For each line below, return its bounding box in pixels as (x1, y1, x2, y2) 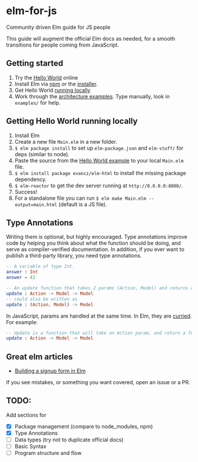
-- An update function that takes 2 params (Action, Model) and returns (6, 285, 189, 291)
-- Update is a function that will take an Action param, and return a (6, 330, 186, 336)
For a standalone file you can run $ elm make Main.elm (14, 194, 146, 202)
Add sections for (6, 411, 47, 418)
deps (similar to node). (14, 150, 70, 157)
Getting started (6, 58, 64, 68)
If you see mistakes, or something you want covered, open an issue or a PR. (6, 379, 190, 386)
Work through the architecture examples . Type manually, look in (14, 93, 170, 100)
